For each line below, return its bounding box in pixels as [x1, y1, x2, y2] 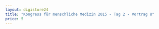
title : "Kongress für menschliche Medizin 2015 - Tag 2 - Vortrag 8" [5, 12, 155, 17]
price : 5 [5, 16, 24, 21]
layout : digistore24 [5, 7, 49, 12]
